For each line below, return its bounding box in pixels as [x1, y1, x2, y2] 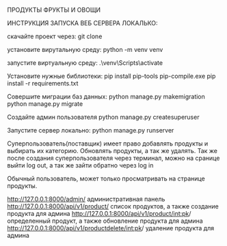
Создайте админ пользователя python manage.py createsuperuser [7, 113, 200, 121]
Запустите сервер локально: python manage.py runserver [7, 126, 174, 134]
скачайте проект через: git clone [7, 32, 103, 40]
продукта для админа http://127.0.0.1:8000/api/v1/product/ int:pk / [7, 210, 191, 217]
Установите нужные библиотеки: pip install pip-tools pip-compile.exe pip [7, 72, 216, 80]
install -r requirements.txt [7, 79, 79, 87]
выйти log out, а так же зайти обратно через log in [7, 161, 154, 169]
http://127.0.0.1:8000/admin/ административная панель [7, 195, 165, 203]
